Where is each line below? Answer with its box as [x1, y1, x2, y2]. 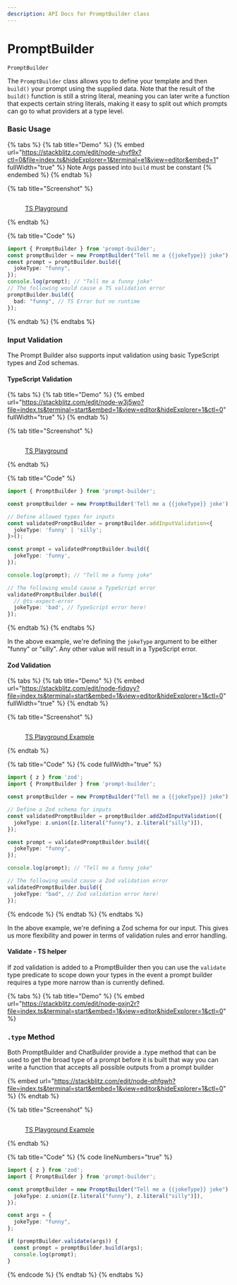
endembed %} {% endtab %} [7, 171, 92, 179]
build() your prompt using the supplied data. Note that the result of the [7, 84, 215, 93]
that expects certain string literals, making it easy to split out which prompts [7, 99, 228, 108]
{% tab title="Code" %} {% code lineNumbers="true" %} [7, 1153, 173, 1161]
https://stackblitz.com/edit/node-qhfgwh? [54, 1077, 176, 1085]
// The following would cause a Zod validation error [7, 877, 169, 884]
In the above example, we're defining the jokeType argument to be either [7, 638, 217, 646]
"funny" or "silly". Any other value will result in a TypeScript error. [7, 645, 197, 653]
